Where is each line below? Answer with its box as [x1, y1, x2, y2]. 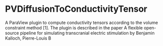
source [5, 30, 20, 36]
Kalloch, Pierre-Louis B [5, 35, 51, 41]
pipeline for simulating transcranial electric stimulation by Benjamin [20, 30, 155, 36]
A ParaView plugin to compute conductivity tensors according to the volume [5, 20, 158, 25]
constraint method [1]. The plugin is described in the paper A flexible [5, 24, 143, 30]
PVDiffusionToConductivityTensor [5, 3, 147, 15]
